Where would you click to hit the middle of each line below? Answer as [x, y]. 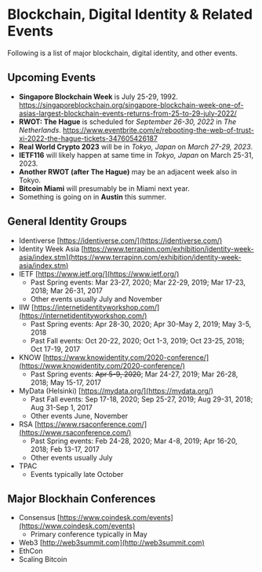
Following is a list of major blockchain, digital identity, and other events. [123, 53]
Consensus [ [39, 518]
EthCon [31, 551]
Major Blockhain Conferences [82, 499]
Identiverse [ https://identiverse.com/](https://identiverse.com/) [120, 240]
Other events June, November [79, 416]
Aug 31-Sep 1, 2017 [62, 407]
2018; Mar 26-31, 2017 [66, 290]
